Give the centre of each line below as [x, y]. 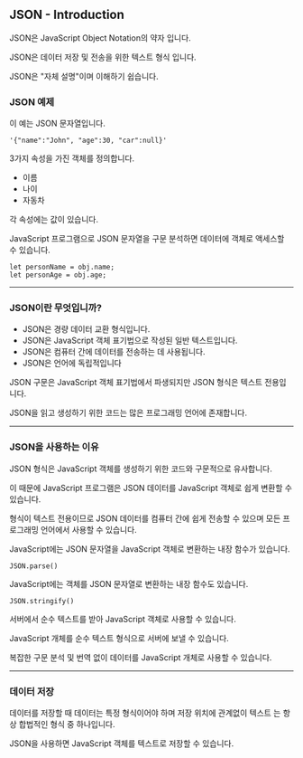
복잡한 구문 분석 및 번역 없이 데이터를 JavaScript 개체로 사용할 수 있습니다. [141, 657]
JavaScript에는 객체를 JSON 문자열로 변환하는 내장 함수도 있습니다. [129, 583]
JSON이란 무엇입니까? [55, 308]
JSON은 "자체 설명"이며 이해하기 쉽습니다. [84, 76]
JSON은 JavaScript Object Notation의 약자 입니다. [100, 38]
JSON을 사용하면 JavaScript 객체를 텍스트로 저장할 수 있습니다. [122, 744]
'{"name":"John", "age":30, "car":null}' [88, 141]
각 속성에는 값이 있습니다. [54, 220]
